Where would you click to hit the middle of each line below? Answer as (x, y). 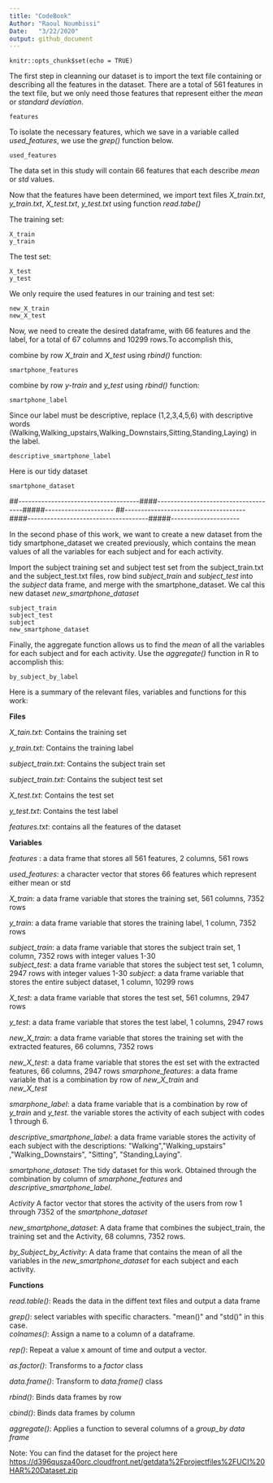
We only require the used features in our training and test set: (112, 294)
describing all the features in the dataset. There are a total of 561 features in (136, 85)
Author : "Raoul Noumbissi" (55, 24)
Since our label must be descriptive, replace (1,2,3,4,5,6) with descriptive (131, 415)
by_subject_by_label (44, 677)
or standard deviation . (46, 102)
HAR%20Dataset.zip (43, 1471)
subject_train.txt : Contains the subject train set (87, 764)
